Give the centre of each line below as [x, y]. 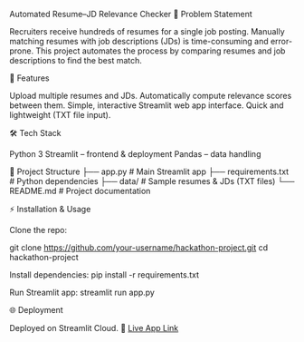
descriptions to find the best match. [76, 60]
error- [281, 41]
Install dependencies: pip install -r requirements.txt [104, 275]
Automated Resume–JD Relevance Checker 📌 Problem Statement [131, 14]
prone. [22, 51]
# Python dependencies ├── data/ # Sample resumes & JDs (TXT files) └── [152, 181]
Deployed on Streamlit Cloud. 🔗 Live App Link [94, 328]
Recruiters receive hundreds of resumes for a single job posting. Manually [147, 31]
